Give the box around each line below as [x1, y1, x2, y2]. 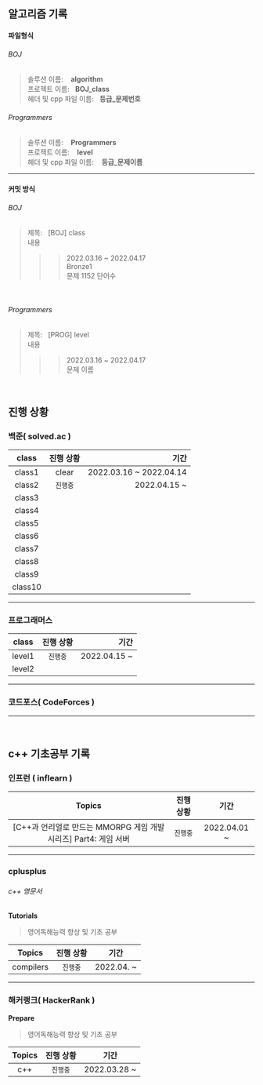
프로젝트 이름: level [27, 147, 93, 157]
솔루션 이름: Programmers [27, 138, 117, 147]
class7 [14, 544, 39, 555]
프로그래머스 [8, 615, 53, 625]
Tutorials [8, 911, 38, 920]
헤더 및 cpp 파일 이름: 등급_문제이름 [27, 158, 143, 167]
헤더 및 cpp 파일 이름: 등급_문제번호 [27, 94, 141, 104]
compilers [12, 962, 49, 973]
